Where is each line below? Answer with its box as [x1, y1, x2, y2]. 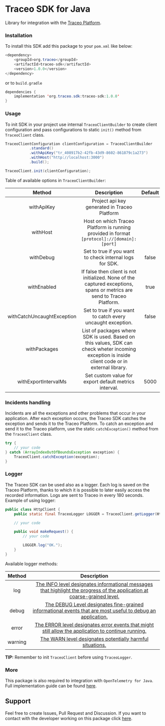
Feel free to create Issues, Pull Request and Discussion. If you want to [5, 710, 146, 716]
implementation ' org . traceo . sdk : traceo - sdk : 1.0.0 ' [14, 94, 120, 99]
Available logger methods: [5, 561, 58, 567]
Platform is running [87, 224, 131, 231]
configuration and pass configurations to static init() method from [5, 126, 141, 132]
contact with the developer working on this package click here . [5, 715, 133, 721]
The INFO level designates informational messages [35, 580, 153, 587]
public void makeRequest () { [14, 529, 74, 534]
